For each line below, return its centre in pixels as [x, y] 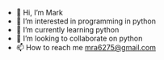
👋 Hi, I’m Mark [39, 13]
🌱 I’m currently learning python [67, 30]
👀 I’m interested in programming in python [86, 21]
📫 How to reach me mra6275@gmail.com [86, 47]
